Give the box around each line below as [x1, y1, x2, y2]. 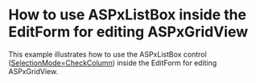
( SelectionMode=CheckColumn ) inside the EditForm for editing [8, 58, 217, 68]
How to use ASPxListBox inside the [8, 6, 247, 24]
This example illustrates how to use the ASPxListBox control [8, 49, 207, 59]
